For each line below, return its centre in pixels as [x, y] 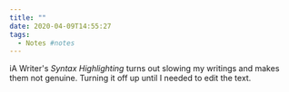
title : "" [28, 18]
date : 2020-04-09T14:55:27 [60, 26]
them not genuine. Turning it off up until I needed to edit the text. [130, 78]
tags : [20, 34]
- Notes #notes [46, 43]
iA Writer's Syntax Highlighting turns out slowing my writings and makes [144, 69]
